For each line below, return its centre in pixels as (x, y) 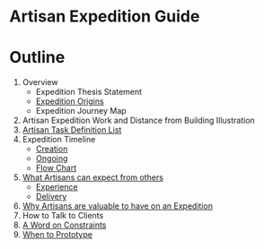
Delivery (51, 197)
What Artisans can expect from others (93, 177)
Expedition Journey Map (81, 111)
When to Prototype (57, 235)
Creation (52, 149)
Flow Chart (56, 168)
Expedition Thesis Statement (88, 92)
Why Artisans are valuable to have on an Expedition (118, 206)
